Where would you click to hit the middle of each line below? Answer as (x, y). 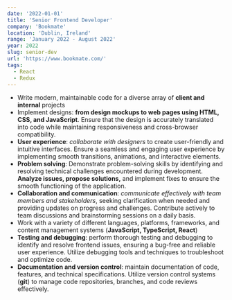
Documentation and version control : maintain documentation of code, (118, 267)
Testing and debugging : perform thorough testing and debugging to (115, 238)
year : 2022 (23, 46)
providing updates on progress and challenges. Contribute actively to (116, 208)
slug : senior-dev (32, 53)
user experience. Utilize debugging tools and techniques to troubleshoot (120, 252)
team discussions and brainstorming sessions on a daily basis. (106, 215)
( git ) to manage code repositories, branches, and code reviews (107, 282)
